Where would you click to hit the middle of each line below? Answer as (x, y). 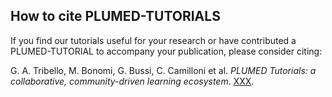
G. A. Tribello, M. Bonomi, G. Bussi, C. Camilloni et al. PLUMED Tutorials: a (163, 70)
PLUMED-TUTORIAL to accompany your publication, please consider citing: (166, 51)
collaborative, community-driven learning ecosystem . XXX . (132, 81)
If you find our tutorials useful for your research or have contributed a (153, 40)
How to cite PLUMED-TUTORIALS (115, 16)
